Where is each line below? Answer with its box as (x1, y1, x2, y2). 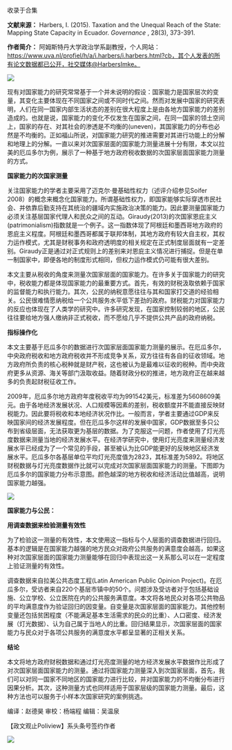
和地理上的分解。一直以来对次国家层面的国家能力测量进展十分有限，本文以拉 (7, 140, 225, 147)
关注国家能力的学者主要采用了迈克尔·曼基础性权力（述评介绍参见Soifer (7, 186, 208, 194)
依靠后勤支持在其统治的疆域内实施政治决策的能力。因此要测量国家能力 (25, 203, 225, 212)
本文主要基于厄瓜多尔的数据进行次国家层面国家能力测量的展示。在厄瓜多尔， (7, 343, 225, 351)
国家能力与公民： (7, 506, 56, 514)
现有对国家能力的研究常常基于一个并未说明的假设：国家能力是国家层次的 (7, 88, 213, 95)
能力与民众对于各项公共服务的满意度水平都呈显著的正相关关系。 (7, 628, 188, 637)
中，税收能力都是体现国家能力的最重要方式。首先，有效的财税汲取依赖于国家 (7, 279, 225, 287)
